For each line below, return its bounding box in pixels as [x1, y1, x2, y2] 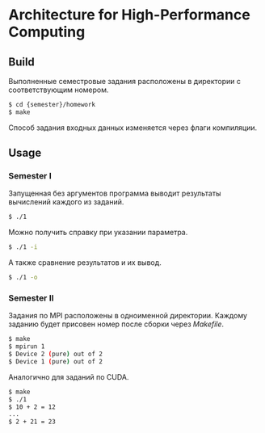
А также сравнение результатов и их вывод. [8, 258, 162, 267]
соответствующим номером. [8, 85, 109, 95]
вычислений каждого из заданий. [8, 197, 124, 207]
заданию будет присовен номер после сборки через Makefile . [8, 319, 225, 329]
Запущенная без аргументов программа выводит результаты [8, 188, 221, 199]
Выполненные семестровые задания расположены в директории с [8, 77, 241, 86]
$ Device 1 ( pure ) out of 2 [8, 357, 103, 365]
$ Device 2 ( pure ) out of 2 [8, 350, 103, 359]
